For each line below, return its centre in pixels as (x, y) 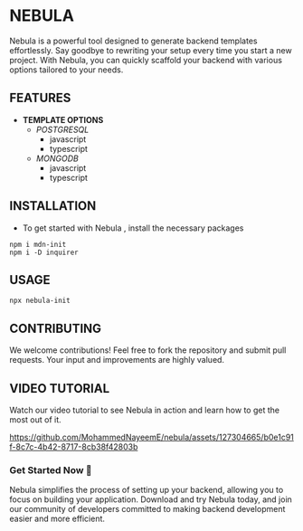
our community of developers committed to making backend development (147, 509)
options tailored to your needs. (66, 70)
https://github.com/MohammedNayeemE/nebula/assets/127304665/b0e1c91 (151, 437)
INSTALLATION (53, 206)
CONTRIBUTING (56, 328)
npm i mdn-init (38, 244)
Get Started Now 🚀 (51, 469)
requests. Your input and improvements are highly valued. (117, 360)
